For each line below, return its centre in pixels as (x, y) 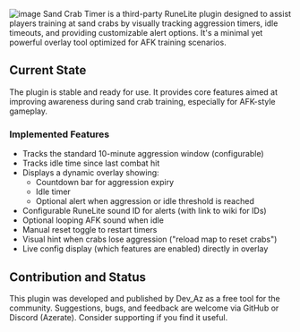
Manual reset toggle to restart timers (90, 230)
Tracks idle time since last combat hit (91, 163)
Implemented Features (60, 134)
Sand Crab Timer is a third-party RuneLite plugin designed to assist (167, 14)
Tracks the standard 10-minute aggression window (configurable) (143, 154)
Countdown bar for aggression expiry (105, 183)
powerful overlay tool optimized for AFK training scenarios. (118, 42)
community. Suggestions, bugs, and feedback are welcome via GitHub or (144, 308)
